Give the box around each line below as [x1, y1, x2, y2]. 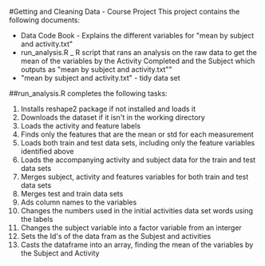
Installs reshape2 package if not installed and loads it [20, 104, 196, 113]
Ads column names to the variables [20, 197, 137, 207]
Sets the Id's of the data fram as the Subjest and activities [20, 232, 212, 240]
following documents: [9, 15, 81, 25]
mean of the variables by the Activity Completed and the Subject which [20, 56, 255, 66]
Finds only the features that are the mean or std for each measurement [20, 129, 254, 139]
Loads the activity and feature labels [20, 121, 141, 130]
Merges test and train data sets [20, 189, 124, 198]
